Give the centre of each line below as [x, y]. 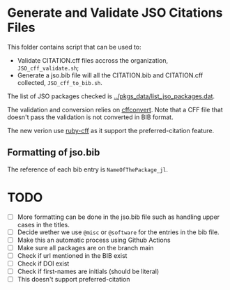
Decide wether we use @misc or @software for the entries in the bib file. [118, 232]
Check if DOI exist [43, 264]
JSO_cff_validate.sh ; [48, 68]
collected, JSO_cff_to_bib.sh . [60, 82]
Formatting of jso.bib [54, 152]
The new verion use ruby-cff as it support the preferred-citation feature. [111, 130]
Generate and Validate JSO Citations [115, 13]
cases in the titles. [43, 224]
